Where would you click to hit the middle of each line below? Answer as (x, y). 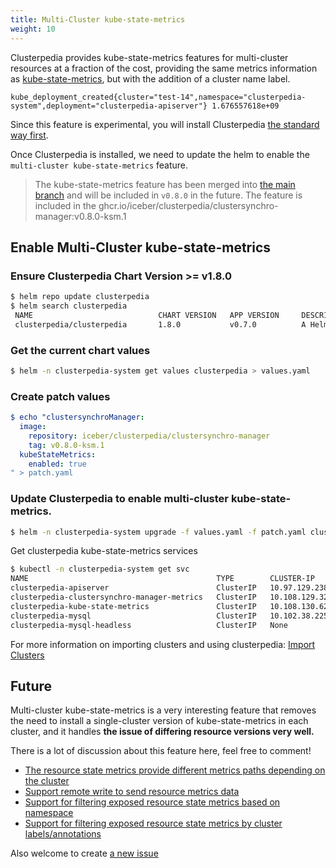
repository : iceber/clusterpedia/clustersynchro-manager (149, 436)
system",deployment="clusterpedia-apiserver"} (109, 106)
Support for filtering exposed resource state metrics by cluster (153, 823)
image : (33, 427)
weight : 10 (33, 29)
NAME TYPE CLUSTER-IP (162, 579)
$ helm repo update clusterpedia (80, 297)
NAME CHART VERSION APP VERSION (147, 315)
